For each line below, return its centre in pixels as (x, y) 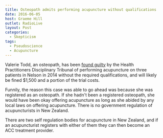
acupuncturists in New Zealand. (37, 110)
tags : (11, 42)
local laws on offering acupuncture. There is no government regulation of (79, 105)
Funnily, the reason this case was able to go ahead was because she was (79, 90)
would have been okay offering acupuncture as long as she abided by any (80, 100)
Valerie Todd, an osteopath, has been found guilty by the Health (70, 65)
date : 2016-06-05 (23, 14)
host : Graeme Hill (24, 19)
